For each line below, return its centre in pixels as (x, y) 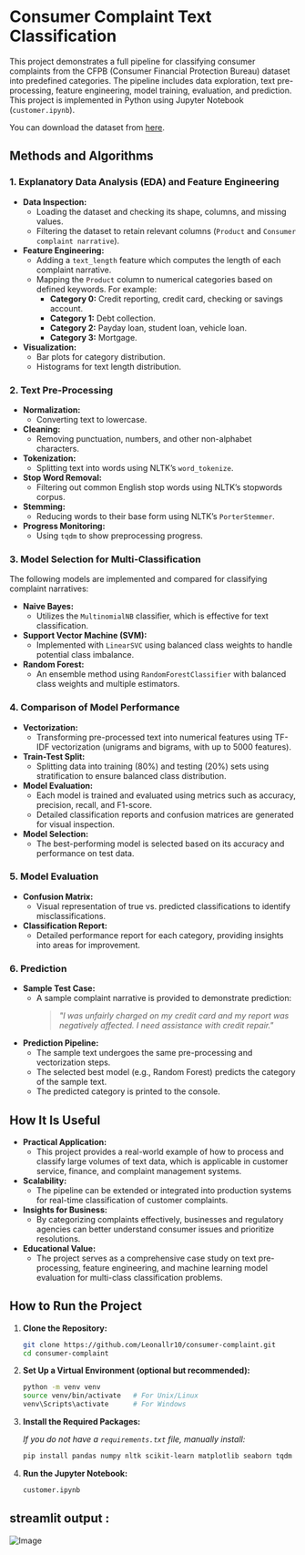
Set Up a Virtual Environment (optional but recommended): (136, 1371)
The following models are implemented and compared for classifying (138, 579)
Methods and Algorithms (81, 156)
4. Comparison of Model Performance (95, 708)
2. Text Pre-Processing (61, 390)
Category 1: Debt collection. (103, 318)
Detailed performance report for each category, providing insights (160, 935)
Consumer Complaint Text (111, 17)
